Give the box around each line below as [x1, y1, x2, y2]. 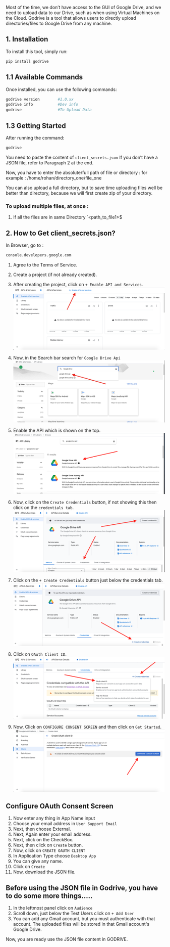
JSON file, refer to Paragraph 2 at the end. [6, 159, 94, 166]
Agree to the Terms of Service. [13, 261, 77, 267]
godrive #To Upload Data [6, 107, 92, 113]
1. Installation [6, 35, 48, 43]
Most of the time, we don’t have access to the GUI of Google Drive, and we [6, 5, 161, 10]
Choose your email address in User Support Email [13, 821, 118, 827]
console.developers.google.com [6, 252, 72, 257]
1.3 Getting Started [6, 121, 66, 130]
